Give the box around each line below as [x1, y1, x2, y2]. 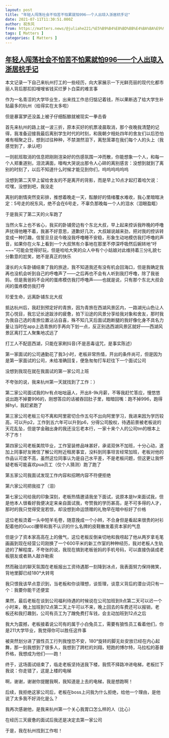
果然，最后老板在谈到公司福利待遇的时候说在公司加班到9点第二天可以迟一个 [5, 597, 162, 603]
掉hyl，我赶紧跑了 [5, 402, 43, 408]
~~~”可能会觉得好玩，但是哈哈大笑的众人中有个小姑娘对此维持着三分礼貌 [5, 247, 157, 253]
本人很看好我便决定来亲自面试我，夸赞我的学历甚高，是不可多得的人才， [14, 500, 164, 506]
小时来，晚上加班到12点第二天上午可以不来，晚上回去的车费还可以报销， [5, 604, 155, 610]
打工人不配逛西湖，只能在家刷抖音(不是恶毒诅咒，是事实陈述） [5, 340, 135, 346]
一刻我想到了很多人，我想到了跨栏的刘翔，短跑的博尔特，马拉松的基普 [18, 644, 164, 650]
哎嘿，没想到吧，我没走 [5, 183, 54, 189]
